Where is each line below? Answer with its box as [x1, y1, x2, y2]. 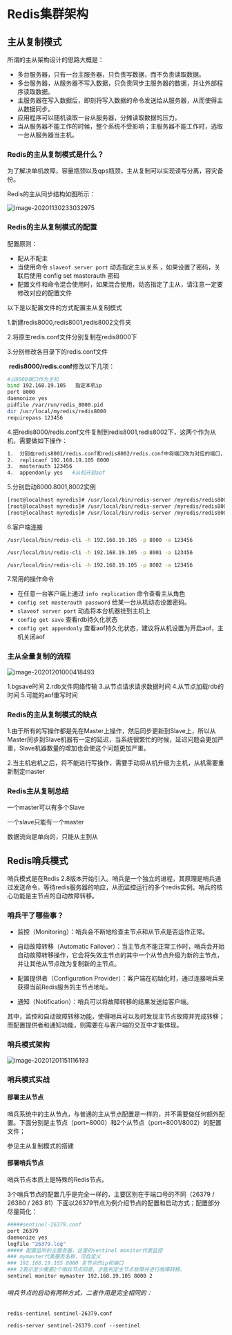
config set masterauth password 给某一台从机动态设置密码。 [17, 598, 191, 607]
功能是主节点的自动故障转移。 [12, 892, 98, 900]
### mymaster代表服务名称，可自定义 [7, 1253, 101, 1260]
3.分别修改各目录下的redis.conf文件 [7, 347, 108, 356]
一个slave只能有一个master [7, 818, 84, 826]
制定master [12, 768, 46, 776]
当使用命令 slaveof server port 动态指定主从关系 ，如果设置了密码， [17, 263, 215, 271]
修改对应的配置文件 [17, 288, 72, 297]
